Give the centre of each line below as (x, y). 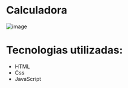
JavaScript (28, 79)
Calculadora (37, 10)
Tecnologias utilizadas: (65, 50)
